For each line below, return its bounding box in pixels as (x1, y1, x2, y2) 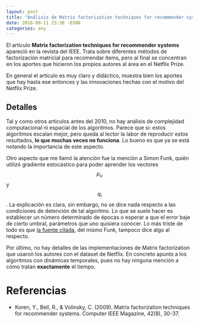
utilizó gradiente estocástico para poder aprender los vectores (6, 161, 159, 168)
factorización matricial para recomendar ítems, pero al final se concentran (6, 54, 187, 61)
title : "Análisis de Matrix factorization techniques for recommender (6, 14, 184, 20)
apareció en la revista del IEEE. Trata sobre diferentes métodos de (6, 48, 167, 55)
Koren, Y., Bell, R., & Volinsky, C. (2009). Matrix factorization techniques (14, 303, 191, 311)
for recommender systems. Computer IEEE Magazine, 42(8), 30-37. (14, 310, 179, 317)
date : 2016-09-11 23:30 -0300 (6, 20, 81, 26)
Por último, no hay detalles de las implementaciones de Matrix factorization (6, 244, 190, 251)
